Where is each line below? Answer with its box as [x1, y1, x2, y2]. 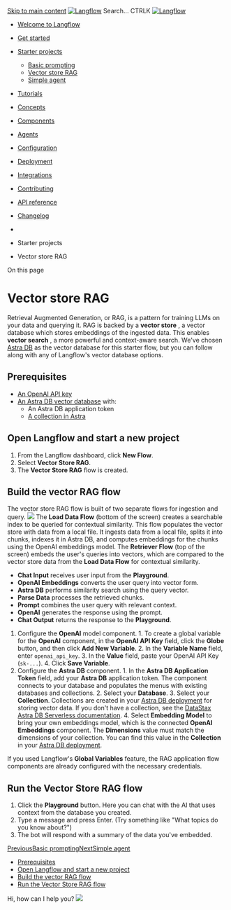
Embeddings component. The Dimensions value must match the [17, 726, 204, 735]
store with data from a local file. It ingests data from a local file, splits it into [7, 528, 223, 536]
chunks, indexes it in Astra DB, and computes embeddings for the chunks [7, 535, 218, 544]
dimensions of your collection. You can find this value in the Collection [17, 733, 221, 742]
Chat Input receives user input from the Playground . [17, 571, 170, 579]
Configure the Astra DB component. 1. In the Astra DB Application [17, 666, 209, 675]
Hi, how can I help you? [7, 895, 75, 903]
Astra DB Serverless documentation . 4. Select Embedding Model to [17, 711, 212, 719]
